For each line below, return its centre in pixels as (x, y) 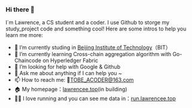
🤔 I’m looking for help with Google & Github (67, 67)
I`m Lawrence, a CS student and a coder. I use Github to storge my (88, 23)
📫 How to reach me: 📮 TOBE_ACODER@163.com (74, 80)
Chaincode (28, 61)
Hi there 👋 (20, 10)
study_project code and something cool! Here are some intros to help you (96, 29)
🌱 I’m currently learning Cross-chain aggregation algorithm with (93, 54)
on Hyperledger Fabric (70, 61)
